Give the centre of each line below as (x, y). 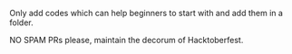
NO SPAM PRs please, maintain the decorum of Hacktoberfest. (127, 40)
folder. (21, 22)
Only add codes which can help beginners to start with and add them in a (146, 13)
